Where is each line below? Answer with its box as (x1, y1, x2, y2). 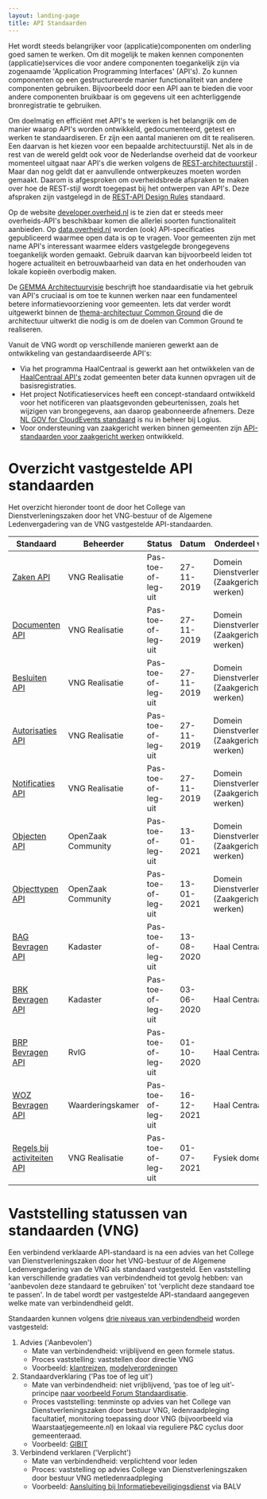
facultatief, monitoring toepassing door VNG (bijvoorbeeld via (31, 1414, 233, 1423)
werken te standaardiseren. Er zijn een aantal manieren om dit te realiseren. (8, 132, 256, 142)
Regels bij (12, 1143, 49, 1154)
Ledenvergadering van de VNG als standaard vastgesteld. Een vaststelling (8, 1265, 251, 1274)
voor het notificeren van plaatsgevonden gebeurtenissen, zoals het (19, 398, 240, 407)
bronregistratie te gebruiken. (8, 100, 102, 110)
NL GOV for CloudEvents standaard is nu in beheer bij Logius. (19, 414, 222, 424)
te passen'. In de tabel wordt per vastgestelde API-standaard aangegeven (8, 1290, 250, 1300)
